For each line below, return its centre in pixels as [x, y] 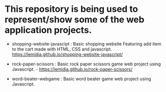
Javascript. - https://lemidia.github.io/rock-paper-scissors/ [72, 69]
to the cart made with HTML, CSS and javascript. [62, 49]
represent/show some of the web [75, 20]
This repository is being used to [71, 9]
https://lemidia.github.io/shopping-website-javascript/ [67, 54]
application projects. [48, 30]
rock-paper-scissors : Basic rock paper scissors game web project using [86, 64]
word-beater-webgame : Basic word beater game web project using [81, 79]
